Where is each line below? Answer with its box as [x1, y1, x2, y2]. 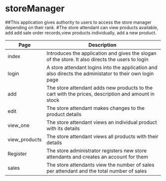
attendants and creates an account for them [46, 153, 148, 160]
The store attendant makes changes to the [46, 105, 145, 111]
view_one [7, 122, 30, 129]
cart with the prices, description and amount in [46, 90, 155, 97]
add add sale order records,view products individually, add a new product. [5, 30, 157, 36]
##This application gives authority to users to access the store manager [5, 19, 152, 25]
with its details [46, 125, 80, 132]
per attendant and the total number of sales [46, 167, 147, 174]
